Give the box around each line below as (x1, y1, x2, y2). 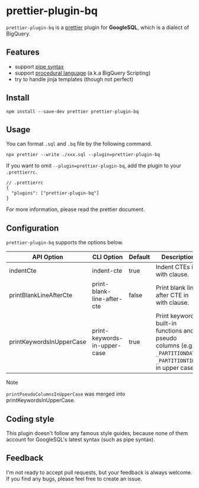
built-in (156, 319, 177, 327)
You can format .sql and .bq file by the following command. (6, 141, 152, 148)
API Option (32, 253, 63, 261)
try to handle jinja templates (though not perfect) (14, 75, 134, 82)
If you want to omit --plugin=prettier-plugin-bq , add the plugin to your (6, 162, 182, 170)
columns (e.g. (156, 342, 194, 350)
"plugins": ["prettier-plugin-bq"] (11, 190, 99, 196)
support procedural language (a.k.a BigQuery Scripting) (14, 69, 151, 76)
